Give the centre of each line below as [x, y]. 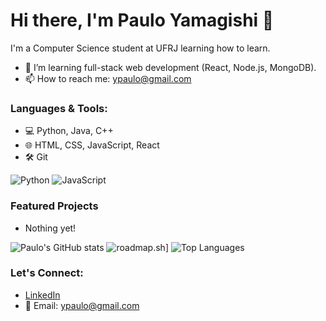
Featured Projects [54, 206]
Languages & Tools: [59, 108]
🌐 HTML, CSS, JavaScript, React [92, 145]
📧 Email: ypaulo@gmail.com [82, 305]
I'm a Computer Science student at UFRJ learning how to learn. [140, 48]
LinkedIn [42, 295]
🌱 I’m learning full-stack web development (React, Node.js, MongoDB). [170, 67]
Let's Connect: [47, 273]
